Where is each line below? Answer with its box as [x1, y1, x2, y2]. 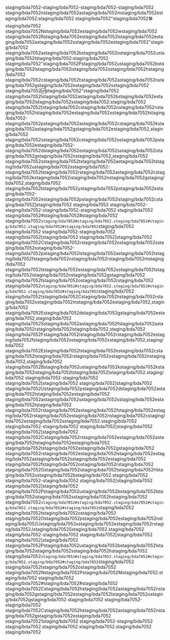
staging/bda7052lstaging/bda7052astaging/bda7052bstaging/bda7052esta [5, 94, 163, 99]
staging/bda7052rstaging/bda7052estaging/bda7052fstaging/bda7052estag [5, 407, 165, 413]
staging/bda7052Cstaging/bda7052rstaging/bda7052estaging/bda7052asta [5, 434, 164, 440]
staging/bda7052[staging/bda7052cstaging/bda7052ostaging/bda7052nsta [5, 104, 164, 110]
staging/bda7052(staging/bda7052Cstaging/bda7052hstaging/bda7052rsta [5, 294, 163, 299]
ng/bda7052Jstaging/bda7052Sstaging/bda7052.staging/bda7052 [5, 526, 145, 532]
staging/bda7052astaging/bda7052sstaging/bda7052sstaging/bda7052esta [5, 397, 164, 402]
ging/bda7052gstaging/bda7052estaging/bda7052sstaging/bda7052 [5, 82, 149, 88]
